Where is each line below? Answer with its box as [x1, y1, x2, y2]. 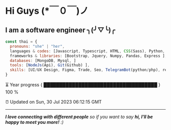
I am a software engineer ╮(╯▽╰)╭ [5, 25, 116, 34]
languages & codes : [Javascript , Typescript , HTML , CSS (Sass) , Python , [10, 48, 165, 54]
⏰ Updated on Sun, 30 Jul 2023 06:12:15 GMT [5, 99, 102, 105]
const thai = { [5, 39, 38, 44]
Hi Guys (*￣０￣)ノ [5, 5, 89, 17]
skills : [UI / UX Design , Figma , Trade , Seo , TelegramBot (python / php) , [10, 68, 160, 73]
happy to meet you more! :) [5, 119, 64, 125]
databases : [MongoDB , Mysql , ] [10, 58, 76, 63]
